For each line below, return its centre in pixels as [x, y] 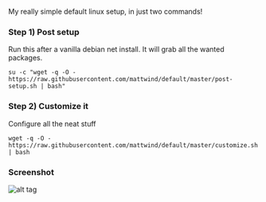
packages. [25, 58]
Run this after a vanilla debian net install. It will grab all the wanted [116, 49]
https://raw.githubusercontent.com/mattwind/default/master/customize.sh [133, 145]
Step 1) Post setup [44, 32]
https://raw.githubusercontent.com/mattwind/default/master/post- [121, 80]
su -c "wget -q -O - [43, 72]
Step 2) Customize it [49, 107]
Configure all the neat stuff [53, 123]
